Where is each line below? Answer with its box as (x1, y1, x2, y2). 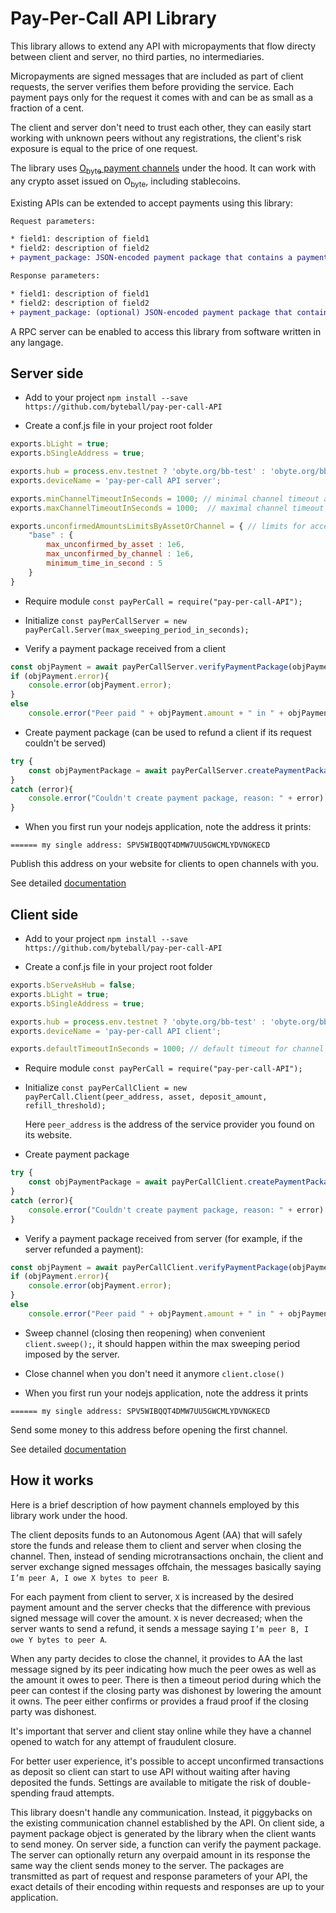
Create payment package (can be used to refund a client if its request (24, 726, 312, 738)
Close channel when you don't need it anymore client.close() (24, 1367, 285, 1379)
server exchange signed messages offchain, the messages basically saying (10, 1560, 322, 1572)
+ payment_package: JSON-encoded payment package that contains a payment (10, 253, 329, 263)
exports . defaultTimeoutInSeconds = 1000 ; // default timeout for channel (10, 1044, 325, 1054)
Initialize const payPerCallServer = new (24, 614, 187, 626)
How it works (10, 1472, 94, 1489)
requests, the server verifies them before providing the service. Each (10, 80, 294, 92)
